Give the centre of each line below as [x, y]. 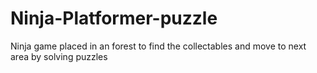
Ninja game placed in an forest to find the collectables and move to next [158, 46]
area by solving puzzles [59, 56]
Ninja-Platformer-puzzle [114, 18]
